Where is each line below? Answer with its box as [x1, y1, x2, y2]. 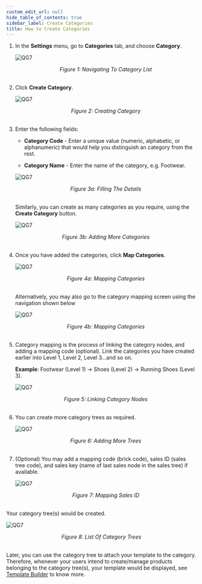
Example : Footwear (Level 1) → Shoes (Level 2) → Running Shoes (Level [14, 366, 195, 373]
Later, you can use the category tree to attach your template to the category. [6, 551, 197, 559]
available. [14, 468, 39, 476]
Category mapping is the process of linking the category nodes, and [14, 341, 185, 349]
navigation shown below [14, 300, 76, 307]
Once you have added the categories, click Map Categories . [14, 252, 166, 259]
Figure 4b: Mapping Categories [66, 323, 145, 330]
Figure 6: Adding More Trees [70, 437, 142, 445]
